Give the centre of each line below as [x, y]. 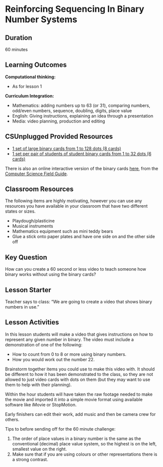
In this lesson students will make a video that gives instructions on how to [79, 334]
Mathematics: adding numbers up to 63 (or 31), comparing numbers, [81, 105]
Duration [19, 38]
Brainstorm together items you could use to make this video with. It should [80, 369]
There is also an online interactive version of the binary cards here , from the [81, 168]
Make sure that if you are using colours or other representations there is [85, 454]
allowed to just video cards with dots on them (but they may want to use [78, 379]
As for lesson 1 [27, 86]
